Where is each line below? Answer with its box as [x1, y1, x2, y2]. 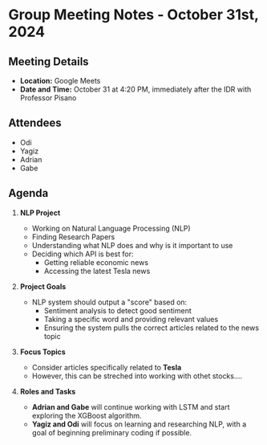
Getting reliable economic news [43, 257, 149, 267]
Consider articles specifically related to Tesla [31, 362, 182, 372]
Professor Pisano [19, 93, 77, 102]
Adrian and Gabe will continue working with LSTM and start [31, 402, 230, 411]
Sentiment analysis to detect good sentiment [43, 305, 192, 315]
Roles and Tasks [19, 386, 76, 396]
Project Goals [19, 281, 67, 291]
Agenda [8, 186, 49, 200]
